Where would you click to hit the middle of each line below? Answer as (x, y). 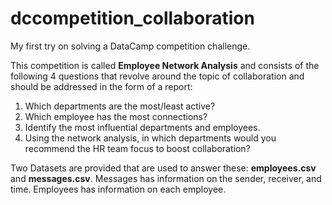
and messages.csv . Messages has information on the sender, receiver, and (166, 178)
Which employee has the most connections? (116, 116)
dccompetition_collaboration (132, 18)
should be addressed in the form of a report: (101, 86)
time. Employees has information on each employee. (118, 189)
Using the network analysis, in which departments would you (150, 138)
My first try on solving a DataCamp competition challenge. (130, 46)
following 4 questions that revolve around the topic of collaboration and (157, 76)
